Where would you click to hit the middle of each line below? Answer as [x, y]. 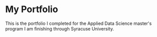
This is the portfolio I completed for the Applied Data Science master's [78, 23]
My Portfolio [32, 9]
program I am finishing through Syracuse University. [60, 28]
